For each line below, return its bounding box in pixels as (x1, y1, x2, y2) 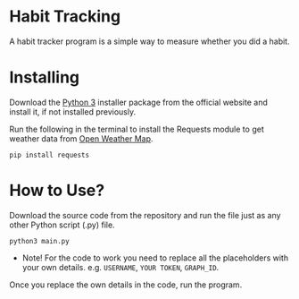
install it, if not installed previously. (9, 106, 137, 117)
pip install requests (9, 150, 90, 159)
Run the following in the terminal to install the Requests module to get (9, 124, 265, 134)
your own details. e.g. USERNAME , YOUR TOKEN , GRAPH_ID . (21, 261, 220, 272)
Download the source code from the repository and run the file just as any (9, 209, 281, 220)
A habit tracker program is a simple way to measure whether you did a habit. (9, 36, 290, 47)
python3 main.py (9, 236, 70, 245)
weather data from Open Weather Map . (9, 132, 154, 144)
